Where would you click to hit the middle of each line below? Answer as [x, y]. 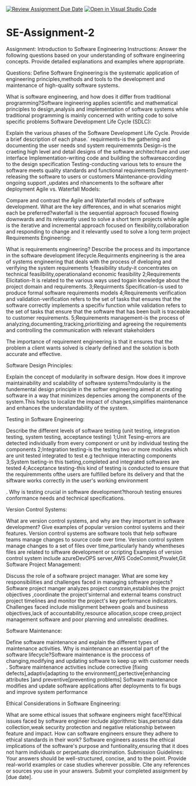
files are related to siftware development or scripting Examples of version [94, 552]
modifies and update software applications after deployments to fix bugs [94, 686]
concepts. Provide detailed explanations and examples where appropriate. [96, 61]
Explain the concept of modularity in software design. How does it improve [96, 377]
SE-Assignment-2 [50, 33]
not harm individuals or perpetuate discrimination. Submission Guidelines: [95, 752]
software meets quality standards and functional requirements [81, 170]
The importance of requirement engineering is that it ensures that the [90, 341]
